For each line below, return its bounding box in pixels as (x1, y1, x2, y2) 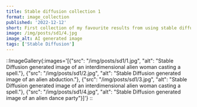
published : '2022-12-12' (6, 19, 67, 25)
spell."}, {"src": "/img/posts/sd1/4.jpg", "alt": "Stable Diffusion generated (6, 88, 181, 95)
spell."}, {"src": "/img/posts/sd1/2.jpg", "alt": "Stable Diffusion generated (6, 70, 181, 77)
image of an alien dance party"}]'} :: (6, 94, 93, 101)
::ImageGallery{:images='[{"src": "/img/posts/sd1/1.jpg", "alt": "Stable (6, 57, 174, 64)
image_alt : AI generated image (6, 36, 83, 42)
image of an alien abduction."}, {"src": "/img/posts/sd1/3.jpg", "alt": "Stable (6, 75, 188, 82)
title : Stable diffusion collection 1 (6, 8, 101, 15)
